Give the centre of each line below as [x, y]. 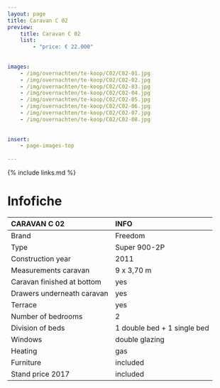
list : [28, 40]
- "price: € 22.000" [63, 47]
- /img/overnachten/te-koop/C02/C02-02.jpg [86, 80]
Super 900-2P [140, 247]
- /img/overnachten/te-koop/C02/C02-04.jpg [86, 93]
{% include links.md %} [42, 172]
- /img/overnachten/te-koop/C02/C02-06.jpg [86, 106]
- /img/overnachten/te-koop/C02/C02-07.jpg [86, 113]
